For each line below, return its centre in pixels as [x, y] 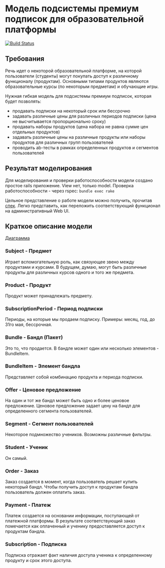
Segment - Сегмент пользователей [49, 424]
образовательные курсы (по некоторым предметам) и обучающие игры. [82, 86]
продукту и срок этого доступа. [39, 560]
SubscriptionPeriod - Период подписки [54, 308]
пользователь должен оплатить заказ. [46, 492]
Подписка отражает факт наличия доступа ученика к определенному [79, 555]
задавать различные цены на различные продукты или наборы [79, 137]
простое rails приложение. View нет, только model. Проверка [69, 185]
